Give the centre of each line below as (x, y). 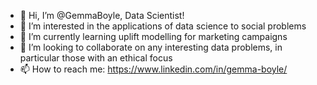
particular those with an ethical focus (96, 58)
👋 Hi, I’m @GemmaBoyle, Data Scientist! (102, 15)
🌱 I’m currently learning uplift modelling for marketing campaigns (153, 36)
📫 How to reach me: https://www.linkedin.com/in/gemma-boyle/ (153, 69)
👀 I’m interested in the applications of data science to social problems (163, 26)
